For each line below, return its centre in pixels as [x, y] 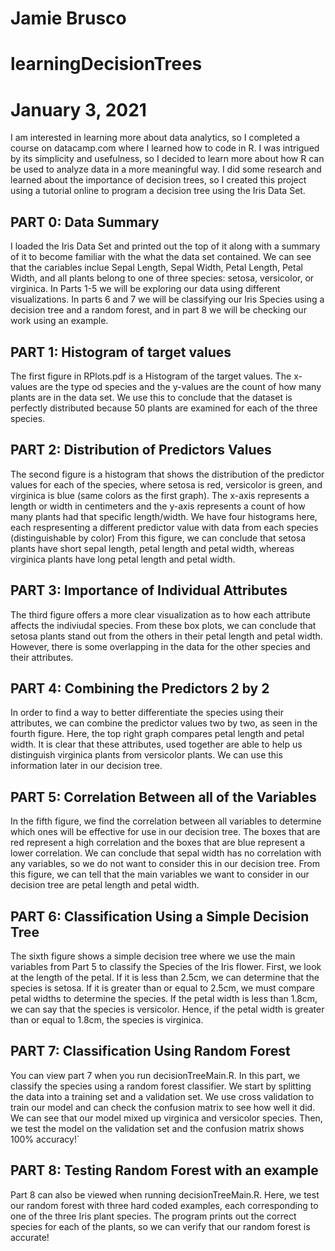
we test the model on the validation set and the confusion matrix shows [157, 1128]
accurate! [30, 1237]
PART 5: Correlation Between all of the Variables [163, 797]
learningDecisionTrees [106, 64]
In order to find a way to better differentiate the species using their [147, 713]
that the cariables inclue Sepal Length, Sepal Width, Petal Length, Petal [156, 268]
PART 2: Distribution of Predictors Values [141, 450]
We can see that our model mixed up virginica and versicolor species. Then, [166, 1118]
